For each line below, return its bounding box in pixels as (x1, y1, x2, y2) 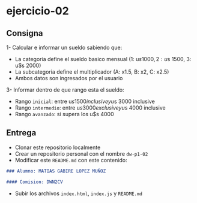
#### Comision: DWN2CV (6, 178, 63, 185)
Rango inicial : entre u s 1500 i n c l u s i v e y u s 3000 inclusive (14, 98, 155, 105)
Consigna (6, 28, 43, 38)
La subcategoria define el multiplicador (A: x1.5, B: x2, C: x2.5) (14, 68, 169, 75)
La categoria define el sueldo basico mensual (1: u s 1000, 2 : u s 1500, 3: (14, 56, 192, 62)
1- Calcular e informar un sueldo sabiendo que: (6, 44, 123, 51)
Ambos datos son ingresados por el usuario (14, 75, 123, 81)
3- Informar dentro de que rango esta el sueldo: (6, 86, 124, 93)
